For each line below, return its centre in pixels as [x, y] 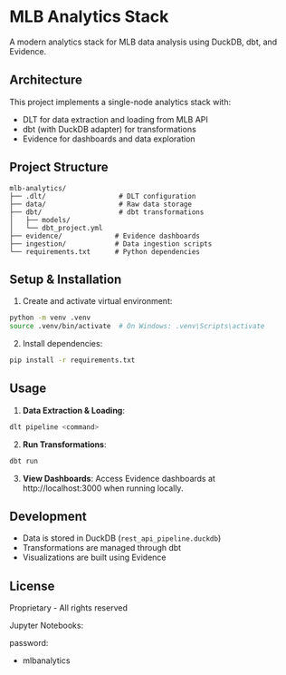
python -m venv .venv [50, 318]
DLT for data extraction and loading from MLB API [115, 119]
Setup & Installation [66, 279]
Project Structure [59, 167]
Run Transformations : [64, 444]
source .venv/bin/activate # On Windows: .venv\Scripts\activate [137, 327]
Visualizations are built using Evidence [94, 558]
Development [48, 516]
